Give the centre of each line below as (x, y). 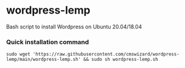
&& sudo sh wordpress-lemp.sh (121, 60)
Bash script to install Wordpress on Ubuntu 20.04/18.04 (74, 27)
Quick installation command (48, 42)
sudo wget (18, 54)
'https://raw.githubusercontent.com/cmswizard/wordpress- (106, 54)
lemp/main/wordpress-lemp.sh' (44, 60)
